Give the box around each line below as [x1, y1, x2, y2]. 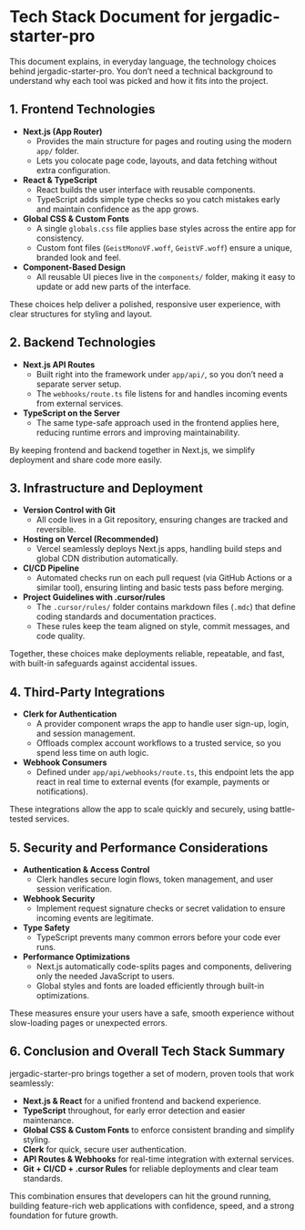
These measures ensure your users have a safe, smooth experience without [9, 1008, 295, 1018]
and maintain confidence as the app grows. [36, 203, 199, 214]
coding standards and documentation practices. [36, 611, 217, 622]
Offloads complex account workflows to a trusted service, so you [36, 738, 282, 749]
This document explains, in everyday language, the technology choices [9, 56, 277, 67]
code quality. [36, 631, 86, 642]
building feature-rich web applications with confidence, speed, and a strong [9, 1200, 295, 1211]
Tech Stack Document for [9, 6, 207, 27]
